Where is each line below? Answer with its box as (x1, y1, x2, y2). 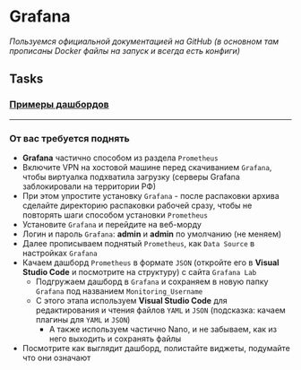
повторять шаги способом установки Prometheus (21, 209, 209, 220)
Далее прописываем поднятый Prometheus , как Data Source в (21, 237, 255, 248)
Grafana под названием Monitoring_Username (35, 285, 203, 297)
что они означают (21, 352, 91, 363)
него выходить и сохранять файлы (48, 333, 182, 344)
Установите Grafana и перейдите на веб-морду (21, 219, 202, 229)
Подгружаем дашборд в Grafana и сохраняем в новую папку (35, 276, 269, 287)
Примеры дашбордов (9, 99, 109, 111)
